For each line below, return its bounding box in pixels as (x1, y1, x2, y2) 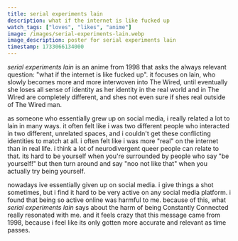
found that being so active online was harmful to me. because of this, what (7, 196, 226, 204)
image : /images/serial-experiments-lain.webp (7, 30, 144, 38)
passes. (7, 226, 31, 234)
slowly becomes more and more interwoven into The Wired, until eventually (7, 78, 228, 86)
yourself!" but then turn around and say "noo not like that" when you (7, 159, 208, 167)
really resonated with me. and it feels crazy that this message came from (7, 211, 220, 219)
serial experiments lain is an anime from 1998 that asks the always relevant (7, 63, 227, 71)
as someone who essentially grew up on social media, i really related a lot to (7, 114, 230, 123)
